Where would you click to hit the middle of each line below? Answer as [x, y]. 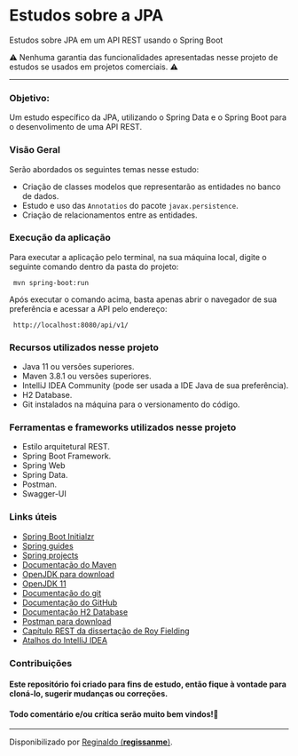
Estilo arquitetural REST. [66, 447]
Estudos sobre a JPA [86, 16]
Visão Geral [35, 150]
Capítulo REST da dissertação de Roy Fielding [106, 631]
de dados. [40, 195]
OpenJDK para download [68, 574]
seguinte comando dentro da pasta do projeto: [94, 267]
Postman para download [67, 621]
